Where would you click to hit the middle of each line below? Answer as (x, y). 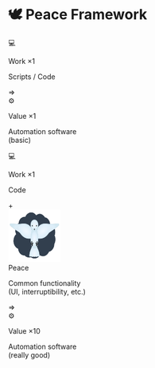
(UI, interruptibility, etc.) (47, 291)
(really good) (29, 354)
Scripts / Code (32, 77)
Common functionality (45, 283)
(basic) (20, 140)
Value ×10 (25, 330)
